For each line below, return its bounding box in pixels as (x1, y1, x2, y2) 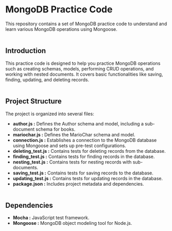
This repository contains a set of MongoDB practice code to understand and (5, 21, 167, 27)
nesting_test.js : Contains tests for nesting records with (12, 158, 132, 165)
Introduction (5, 46, 46, 55)
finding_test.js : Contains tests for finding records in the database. (12, 153, 155, 159)
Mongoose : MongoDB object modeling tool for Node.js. (12, 220, 132, 226)
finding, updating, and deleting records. (5, 76, 90, 83)
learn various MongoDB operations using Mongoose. (5, 26, 117, 32)
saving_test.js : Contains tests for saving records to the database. (12, 170, 153, 176)
